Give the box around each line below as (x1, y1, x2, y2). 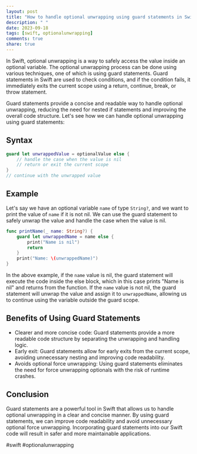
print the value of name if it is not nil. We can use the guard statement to (6, 210, 178, 217)
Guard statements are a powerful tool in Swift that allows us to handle (6, 405, 174, 412)
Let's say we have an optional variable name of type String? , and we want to (6, 204, 189, 211)
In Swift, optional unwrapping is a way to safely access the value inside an (6, 57, 186, 64)
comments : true (6, 36, 43, 42)
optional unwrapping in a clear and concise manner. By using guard (6, 411, 169, 418)
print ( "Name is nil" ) (27, 239, 80, 245)
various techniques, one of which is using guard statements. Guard (6, 70, 168, 77)
